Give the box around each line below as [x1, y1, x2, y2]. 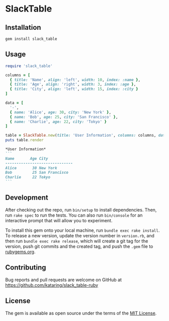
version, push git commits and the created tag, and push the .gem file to [5, 243, 153, 249]
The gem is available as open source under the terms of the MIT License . [5, 310, 157, 316]
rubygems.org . [5, 248, 36, 254]
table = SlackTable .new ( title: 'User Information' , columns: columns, [5, 133, 156, 138]
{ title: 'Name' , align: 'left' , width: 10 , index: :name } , [10, 77, 141, 82]
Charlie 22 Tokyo [5, 175, 51, 180]
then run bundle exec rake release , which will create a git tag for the [5, 238, 148, 244]
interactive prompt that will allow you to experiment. [5, 217, 113, 223]
